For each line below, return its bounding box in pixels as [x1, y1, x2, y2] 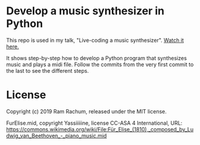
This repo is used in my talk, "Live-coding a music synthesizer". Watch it [6, 36, 184, 44]
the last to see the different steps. [6, 67, 90, 74]
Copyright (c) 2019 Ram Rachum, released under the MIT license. [6, 107, 167, 115]
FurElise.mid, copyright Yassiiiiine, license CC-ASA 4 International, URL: [6, 119, 183, 127]
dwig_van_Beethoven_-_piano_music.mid [6, 132, 107, 139]
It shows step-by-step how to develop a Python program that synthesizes [6, 54, 187, 61]
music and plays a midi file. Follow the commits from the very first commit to [6, 61, 194, 68]
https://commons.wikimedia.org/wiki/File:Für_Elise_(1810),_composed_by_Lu [6, 125, 194, 132]
